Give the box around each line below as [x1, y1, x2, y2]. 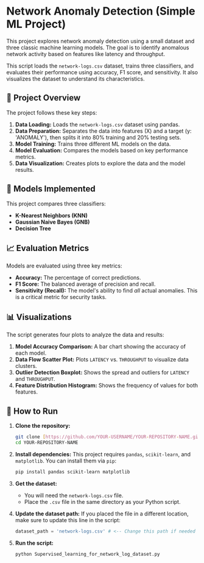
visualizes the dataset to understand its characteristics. [6, 75, 145, 82]
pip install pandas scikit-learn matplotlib [15, 469, 130, 475]
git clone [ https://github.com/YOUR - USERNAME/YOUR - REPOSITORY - [15, 434, 180, 440]
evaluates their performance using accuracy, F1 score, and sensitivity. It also [6, 68, 198, 76]
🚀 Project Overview [6, 93, 81, 103]
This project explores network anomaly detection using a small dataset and [6, 37, 195, 44]
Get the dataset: [15, 480, 57, 487]
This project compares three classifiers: [6, 200, 106, 207]
